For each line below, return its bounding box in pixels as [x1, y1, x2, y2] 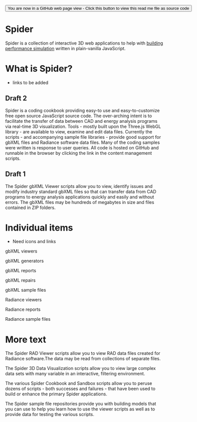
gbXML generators [5, 258, 44, 264]
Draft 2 [5, 94, 28, 103]
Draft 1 [5, 170, 26, 178]
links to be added [12, 79, 49, 85]
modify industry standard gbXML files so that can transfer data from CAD [5, 188, 156, 194]
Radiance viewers [5, 297, 42, 303]
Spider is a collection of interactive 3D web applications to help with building [5, 40, 163, 46]
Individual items [5, 222, 73, 233]
